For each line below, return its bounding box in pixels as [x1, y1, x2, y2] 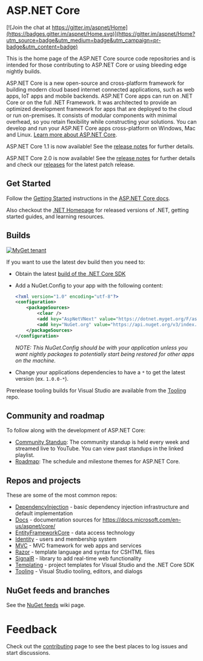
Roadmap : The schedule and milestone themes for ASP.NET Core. [15, 458, 181, 465]
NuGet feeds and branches [6, 585, 110, 596]
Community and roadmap [6, 411, 105, 421]
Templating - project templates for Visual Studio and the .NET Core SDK [15, 562, 195, 569]
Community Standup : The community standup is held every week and [15, 438, 190, 446]
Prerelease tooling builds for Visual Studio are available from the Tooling [6, 386, 187, 394]
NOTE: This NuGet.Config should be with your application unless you [15, 344, 188, 351]
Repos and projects [6, 475, 81, 486]
